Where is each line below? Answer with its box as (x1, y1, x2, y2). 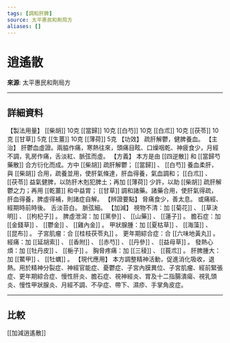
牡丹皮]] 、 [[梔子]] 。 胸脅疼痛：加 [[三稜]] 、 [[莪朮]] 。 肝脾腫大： (31, 246, 221, 255)
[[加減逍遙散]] (7, 329, 47, 337)
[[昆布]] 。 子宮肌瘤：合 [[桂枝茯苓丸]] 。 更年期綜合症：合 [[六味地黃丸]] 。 (7, 229, 219, 237)
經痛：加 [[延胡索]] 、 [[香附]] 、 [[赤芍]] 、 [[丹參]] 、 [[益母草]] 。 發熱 (7, 238, 207, 246)
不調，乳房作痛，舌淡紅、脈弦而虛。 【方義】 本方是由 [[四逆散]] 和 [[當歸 (7, 152, 215, 161)
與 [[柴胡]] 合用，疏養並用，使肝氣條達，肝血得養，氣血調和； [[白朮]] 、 (7, 169, 212, 178)
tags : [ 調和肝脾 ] (7, 10, 53, 17)
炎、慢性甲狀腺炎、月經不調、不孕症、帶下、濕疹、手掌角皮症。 (7, 281, 187, 289)
